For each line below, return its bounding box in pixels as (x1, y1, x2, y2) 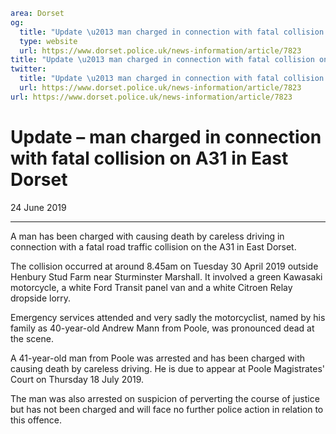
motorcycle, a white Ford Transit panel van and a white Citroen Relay (10, 281, 293, 293)
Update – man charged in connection (10, 125, 322, 148)
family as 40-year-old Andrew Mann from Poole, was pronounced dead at (10, 322, 315, 334)
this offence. (10, 414, 63, 426)
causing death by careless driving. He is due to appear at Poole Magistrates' (10, 362, 326, 374)
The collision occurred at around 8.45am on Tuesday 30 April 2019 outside (10, 260, 319, 272)
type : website (19, 36, 78, 46)
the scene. (10, 332, 54, 344)
